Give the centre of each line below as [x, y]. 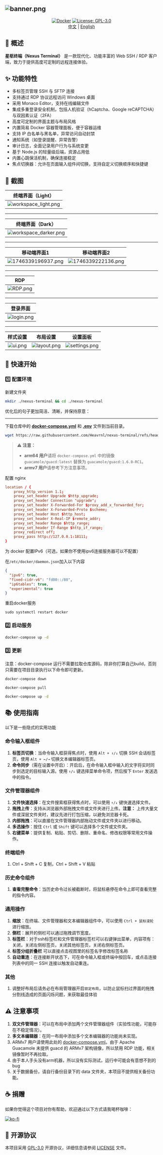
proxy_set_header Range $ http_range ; [52, 523]
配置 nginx [16, 478]
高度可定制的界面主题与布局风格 [44, 121]
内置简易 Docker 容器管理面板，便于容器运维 [57, 128]
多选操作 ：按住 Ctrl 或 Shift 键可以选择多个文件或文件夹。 [71, 826]
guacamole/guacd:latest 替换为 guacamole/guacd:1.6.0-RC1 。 [85, 461]
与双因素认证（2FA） [33, 116]
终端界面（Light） [34, 196]
